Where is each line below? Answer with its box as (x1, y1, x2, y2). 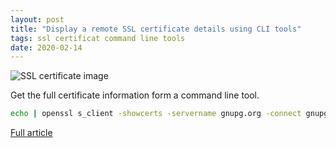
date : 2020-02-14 (10, 42, 83, 53)
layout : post (10, 14, 65, 25)
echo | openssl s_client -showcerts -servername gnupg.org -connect (10, 109, 302, 119)
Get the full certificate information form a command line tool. (10, 89, 260, 101)
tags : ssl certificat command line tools (10, 33, 186, 43)
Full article (10, 127, 53, 139)
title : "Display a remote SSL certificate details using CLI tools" (10, 24, 302, 34)
